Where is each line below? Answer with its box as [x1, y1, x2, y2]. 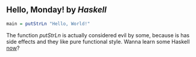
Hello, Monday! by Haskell [6, 5, 107, 15]
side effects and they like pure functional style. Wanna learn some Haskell [6, 38, 190, 45]
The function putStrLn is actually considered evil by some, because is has [6, 31, 190, 38]
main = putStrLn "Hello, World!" [6, 20, 90, 26]
